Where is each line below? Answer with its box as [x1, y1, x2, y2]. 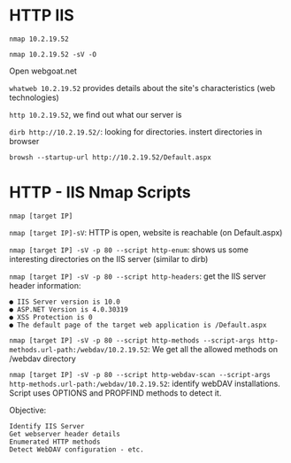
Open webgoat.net [9, 66, 78, 76]
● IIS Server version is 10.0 [9, 297, 121, 306]
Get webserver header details [9, 429, 121, 438]
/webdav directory [9, 353, 77, 364]
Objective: [9, 405, 47, 415]
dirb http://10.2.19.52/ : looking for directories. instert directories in [9, 126, 263, 137]
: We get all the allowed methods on [147, 343, 279, 354]
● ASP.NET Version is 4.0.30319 [9, 305, 128, 314]
